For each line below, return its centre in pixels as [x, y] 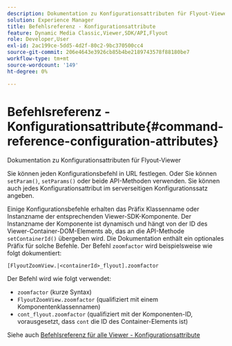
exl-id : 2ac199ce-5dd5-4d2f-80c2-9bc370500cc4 [75, 46]
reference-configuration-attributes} [113, 141]
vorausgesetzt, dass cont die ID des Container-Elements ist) [103, 322]
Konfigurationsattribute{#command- [115, 126]
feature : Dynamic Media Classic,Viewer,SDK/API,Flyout [88, 33]
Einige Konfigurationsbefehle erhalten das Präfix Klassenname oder [103, 209]
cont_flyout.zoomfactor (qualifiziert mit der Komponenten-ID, [105, 314]
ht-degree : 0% [28, 71]
